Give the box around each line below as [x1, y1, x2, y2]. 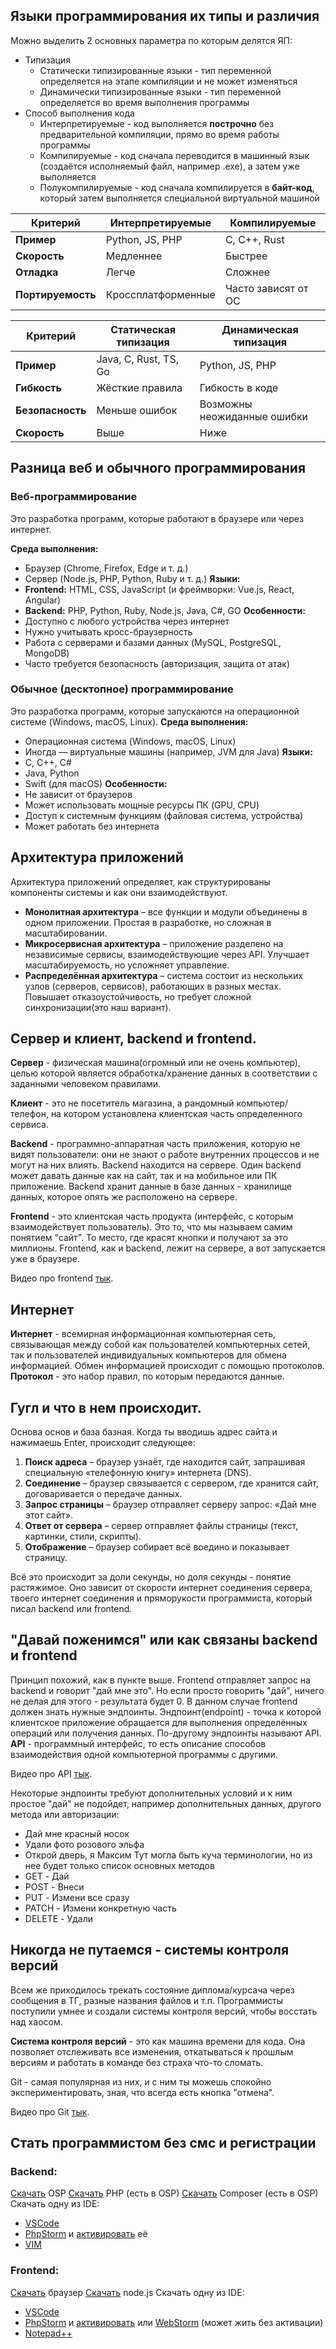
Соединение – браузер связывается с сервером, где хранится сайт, [24, 1477, 319, 1489]
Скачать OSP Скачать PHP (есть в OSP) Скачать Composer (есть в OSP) [10, 2187, 319, 2199]
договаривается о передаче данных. [24, 1488, 183, 1500]
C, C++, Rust [224, 232, 285, 246]
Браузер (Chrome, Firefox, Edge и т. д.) [24, 562, 189, 574]
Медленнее [105, 249, 163, 263]
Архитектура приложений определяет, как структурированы [10, 875, 271, 888]
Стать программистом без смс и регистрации [10, 2135, 317, 2152]
